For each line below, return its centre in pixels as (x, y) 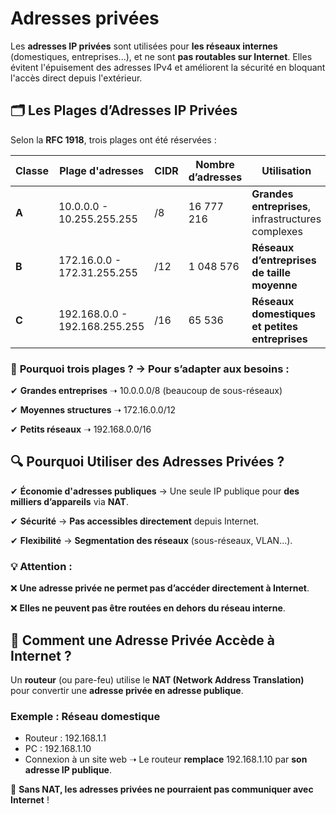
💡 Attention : (41, 566)
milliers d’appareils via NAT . (69, 501)
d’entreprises (284, 260)
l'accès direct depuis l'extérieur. (76, 78)
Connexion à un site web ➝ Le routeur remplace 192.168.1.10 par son (166, 759)
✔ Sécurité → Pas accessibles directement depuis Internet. (135, 521)
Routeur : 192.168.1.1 (65, 738)
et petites (274, 326)
